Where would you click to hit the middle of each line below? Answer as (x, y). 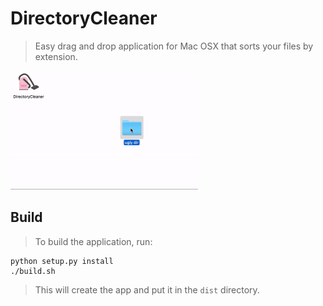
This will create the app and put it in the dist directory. (147, 289)
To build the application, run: (93, 241)
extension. (56, 56)
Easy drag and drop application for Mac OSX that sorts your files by (174, 46)
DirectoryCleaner (84, 18)
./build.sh (33, 271)
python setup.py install (62, 261)
